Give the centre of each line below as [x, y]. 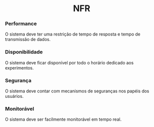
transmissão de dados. [28, 39]
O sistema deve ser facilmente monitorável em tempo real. [63, 119]
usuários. [14, 96]
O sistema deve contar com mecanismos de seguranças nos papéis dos [77, 91]
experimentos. [19, 68]
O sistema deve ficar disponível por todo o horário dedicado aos [69, 63]
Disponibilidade [24, 52]
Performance [21, 24]
